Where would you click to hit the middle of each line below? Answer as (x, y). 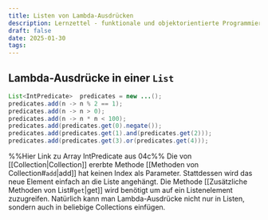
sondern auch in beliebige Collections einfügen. (87, 207)
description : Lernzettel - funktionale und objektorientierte (114, 23)
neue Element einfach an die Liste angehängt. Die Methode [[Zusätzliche (128, 182)
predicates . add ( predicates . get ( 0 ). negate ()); (85, 126)
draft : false (30, 30)
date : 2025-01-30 (37, 38)
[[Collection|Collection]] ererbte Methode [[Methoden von (104, 165)
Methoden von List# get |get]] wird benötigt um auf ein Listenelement (120, 190)
